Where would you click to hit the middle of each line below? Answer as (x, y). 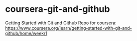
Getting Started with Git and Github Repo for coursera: (61, 23)
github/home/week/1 (26, 33)
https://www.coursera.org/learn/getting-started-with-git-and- (68, 28)
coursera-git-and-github (58, 9)
